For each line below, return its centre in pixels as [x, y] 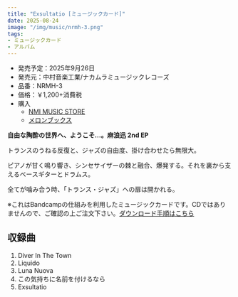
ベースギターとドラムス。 [57, 174]
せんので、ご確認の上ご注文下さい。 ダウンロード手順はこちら [104, 213]
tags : [15, 34]
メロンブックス [50, 120]
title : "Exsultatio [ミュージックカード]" [67, 14]
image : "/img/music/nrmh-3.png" [55, 27]
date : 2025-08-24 [33, 21]
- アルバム [21, 47]
